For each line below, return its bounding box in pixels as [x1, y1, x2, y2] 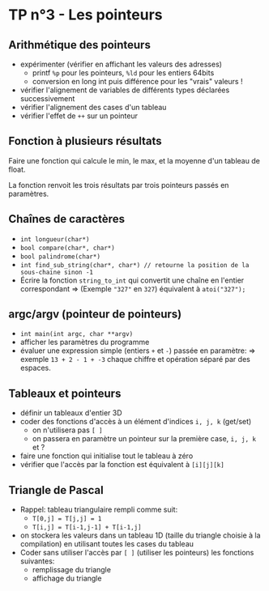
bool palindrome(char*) [19, 253, 101, 261]
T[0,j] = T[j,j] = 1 [32, 515, 102, 523]
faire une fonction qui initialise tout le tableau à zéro [19, 451, 194, 461]
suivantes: [19, 556, 55, 566]
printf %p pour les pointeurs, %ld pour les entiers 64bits [32, 68, 215, 78]
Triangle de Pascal [8, 483, 104, 497]
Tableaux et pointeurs [8, 386, 122, 400]
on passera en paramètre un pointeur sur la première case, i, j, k [32, 434, 257, 444]
